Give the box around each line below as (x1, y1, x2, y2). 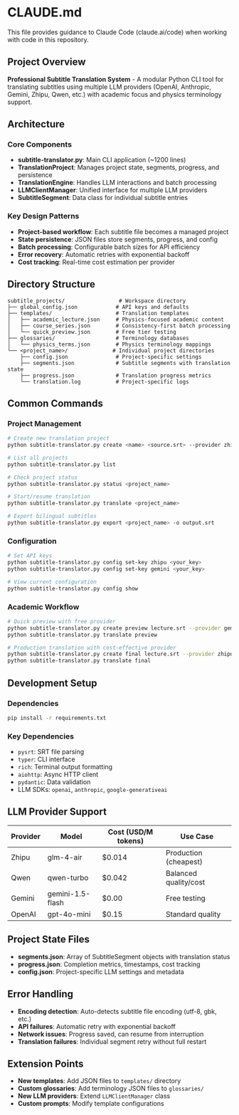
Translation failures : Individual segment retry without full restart (17, 1037, 207, 1046)
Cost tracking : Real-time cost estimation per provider (17, 258, 176, 266)
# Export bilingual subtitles (7, 513, 97, 520)
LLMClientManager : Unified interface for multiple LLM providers (17, 186, 208, 194)
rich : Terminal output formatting (17, 763, 112, 771)
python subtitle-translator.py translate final (7, 657, 152, 665)
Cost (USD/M (107, 827, 154, 837)
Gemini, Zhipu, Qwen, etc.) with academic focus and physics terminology (7, 90, 222, 98)
